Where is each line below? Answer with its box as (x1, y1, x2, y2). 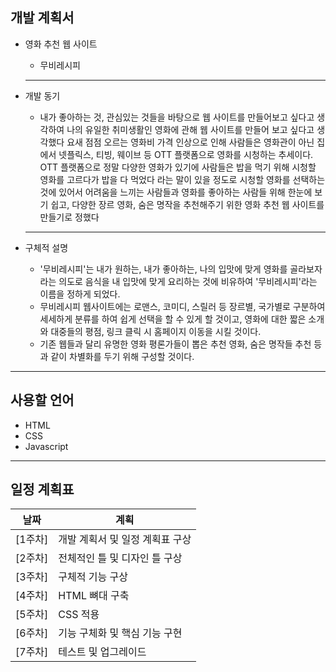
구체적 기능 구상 (58, 570, 128, 584)
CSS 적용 (58, 608, 100, 622)
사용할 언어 (10, 392, 75, 409)
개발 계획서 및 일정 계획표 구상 (58, 533, 192, 547)
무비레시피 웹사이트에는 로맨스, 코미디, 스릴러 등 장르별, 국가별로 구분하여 (39, 300, 326, 312)
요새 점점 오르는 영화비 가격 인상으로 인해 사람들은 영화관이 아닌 (66, 136, 315, 148)
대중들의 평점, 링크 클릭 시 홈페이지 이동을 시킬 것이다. (50, 325, 262, 337)
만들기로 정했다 (39, 211, 100, 223)
